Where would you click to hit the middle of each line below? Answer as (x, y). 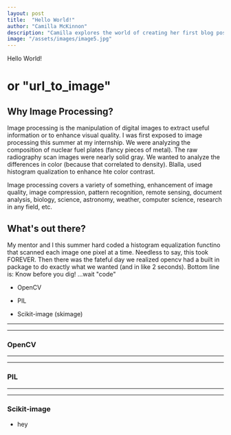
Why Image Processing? (60, 111)
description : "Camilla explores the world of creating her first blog (110, 33)
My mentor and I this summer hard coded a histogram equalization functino (114, 245)
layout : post (26, 13)
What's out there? (46, 228)
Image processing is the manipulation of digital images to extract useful (108, 128)
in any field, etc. (30, 207)
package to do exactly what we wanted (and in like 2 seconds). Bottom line (113, 267)
